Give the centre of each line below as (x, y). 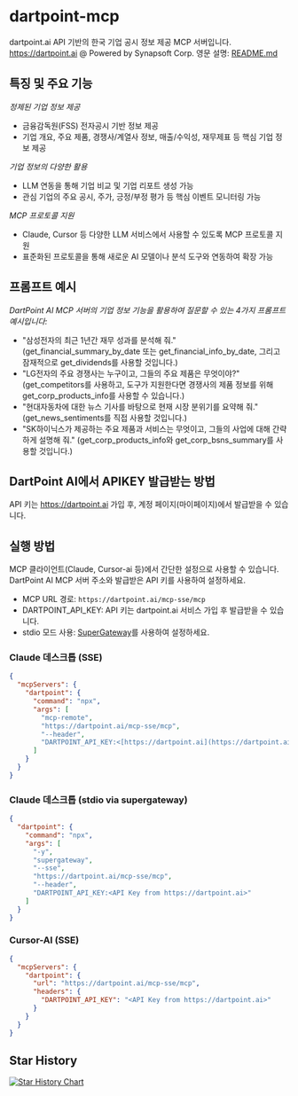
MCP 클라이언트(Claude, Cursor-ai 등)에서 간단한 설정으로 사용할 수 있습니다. (144, 569)
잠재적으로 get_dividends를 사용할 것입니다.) (100, 362)
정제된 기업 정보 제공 (45, 106)
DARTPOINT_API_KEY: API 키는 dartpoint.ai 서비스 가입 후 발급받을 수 (145, 610)
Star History (43, 1060)
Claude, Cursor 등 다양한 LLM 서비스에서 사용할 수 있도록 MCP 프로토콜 (148, 234)
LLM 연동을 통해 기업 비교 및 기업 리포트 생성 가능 (108, 185)
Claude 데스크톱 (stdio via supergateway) (98, 800)
